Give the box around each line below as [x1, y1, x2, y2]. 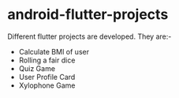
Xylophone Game [18, 81, 76, 90]
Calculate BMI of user [18, 47, 90, 56]
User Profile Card [18, 72, 76, 81]
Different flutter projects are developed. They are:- [7, 32, 172, 41]
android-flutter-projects [7, 6, 169, 24]
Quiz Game [18, 63, 56, 73]
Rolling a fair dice [18, 55, 76, 65]
